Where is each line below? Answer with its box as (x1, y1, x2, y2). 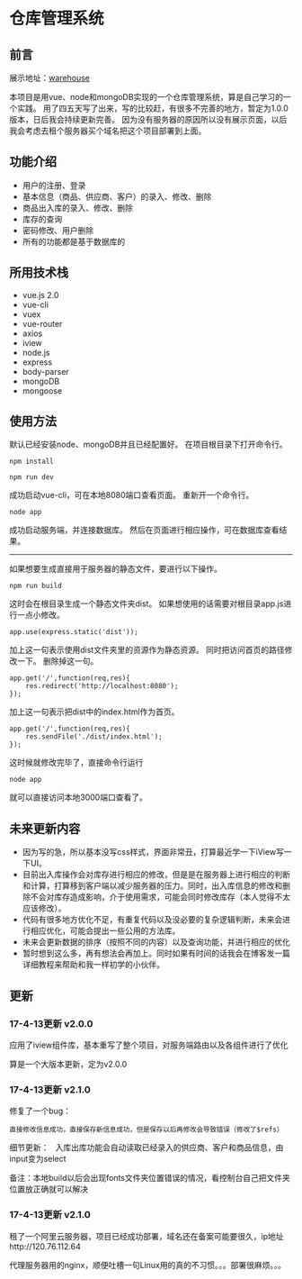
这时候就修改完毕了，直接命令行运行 (9, 757, 144, 768)
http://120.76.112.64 (9, 1240, 81, 1252)
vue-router (22, 318, 63, 329)
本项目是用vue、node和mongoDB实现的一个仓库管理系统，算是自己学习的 (9, 92, 283, 102)
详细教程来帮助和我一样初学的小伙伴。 (22, 959, 164, 970)
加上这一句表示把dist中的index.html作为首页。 (9, 706, 180, 717)
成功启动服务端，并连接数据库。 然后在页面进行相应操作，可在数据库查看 (9, 524, 280, 536)
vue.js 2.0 (22, 289, 59, 300)
